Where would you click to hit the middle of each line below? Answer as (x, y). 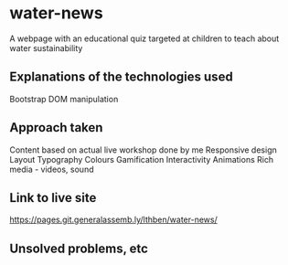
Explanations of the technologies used (121, 77)
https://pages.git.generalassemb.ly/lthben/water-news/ (113, 220)
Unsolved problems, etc (79, 248)
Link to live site (53, 198)
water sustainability (46, 48)
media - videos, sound (52, 169)
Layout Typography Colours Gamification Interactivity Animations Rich (142, 159)
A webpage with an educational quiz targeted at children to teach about (144, 38)
